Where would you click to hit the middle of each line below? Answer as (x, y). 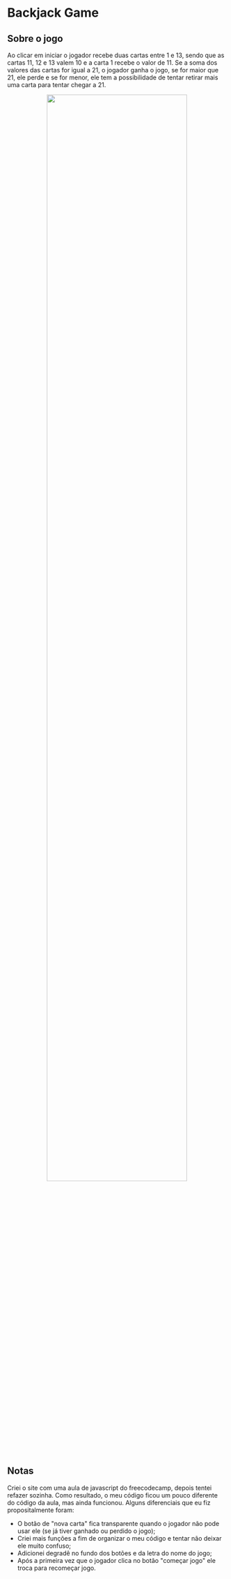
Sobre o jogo (35, 39)
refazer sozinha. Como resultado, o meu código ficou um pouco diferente (112, 1495)
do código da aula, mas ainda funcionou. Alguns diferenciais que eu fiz (109, 1502)
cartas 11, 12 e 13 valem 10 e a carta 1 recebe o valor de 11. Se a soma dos (112, 63)
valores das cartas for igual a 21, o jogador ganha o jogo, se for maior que (113, 70)
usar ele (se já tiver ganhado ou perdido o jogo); (86, 1531)
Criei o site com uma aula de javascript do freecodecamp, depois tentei (110, 1488)
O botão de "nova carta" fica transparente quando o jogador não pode (118, 1523)
